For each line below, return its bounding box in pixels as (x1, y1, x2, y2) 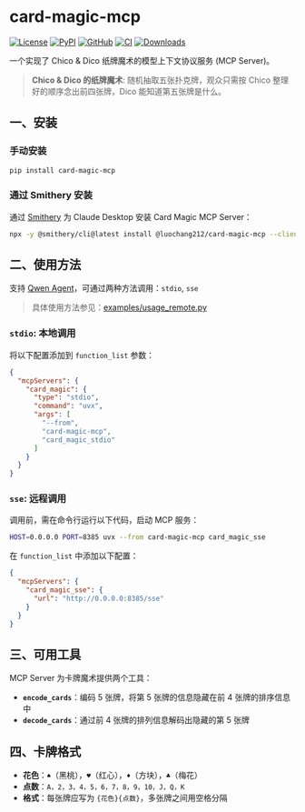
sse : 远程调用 (9, 493, 66, 506)
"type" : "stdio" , (33, 393, 100, 402)
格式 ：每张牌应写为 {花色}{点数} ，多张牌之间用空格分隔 (22, 793, 228, 804)
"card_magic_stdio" (42, 435, 116, 445)
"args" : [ (33, 410, 71, 419)
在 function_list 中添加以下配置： (9, 550, 139, 561)
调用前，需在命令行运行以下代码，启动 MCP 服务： (9, 515, 200, 526)
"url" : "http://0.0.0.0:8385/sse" (33, 594, 165, 603)
